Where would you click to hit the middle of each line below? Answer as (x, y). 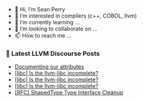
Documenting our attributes (49, 67)
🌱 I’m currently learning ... (47, 22)
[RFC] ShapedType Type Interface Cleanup (69, 93)
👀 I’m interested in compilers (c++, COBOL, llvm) (75, 16)
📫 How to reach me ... (43, 36)
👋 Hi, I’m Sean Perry (40, 9)
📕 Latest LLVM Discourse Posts (53, 53)
